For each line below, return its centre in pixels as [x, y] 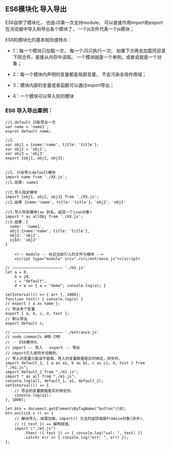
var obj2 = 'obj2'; [26, 149]
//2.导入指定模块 [21, 193]
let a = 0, [17, 273]
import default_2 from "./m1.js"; [42, 372]
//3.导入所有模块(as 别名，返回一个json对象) [49, 212]
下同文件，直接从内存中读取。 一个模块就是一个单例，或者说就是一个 [85, 57]
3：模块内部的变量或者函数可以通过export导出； [63, 85]
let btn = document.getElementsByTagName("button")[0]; [66, 409]
